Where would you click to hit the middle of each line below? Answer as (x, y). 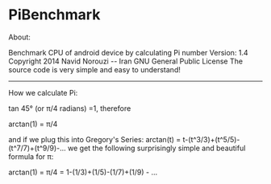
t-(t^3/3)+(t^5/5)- (211, 139)
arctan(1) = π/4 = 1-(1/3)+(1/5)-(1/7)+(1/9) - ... (83, 172)
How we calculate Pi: (43, 92)
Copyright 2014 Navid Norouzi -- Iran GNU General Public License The (126, 61)
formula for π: (31, 156)
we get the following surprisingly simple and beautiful (156, 148)
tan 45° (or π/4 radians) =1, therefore (70, 108)
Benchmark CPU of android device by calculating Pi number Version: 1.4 (128, 52)
